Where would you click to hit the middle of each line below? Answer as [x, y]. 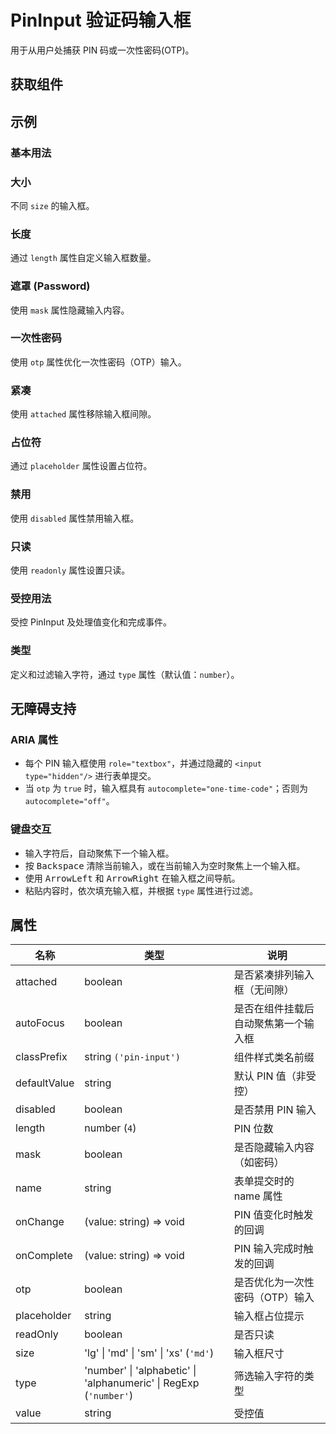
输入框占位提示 [269, 1316]
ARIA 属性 [34, 739]
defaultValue [45, 1083]
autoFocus [40, 1023]
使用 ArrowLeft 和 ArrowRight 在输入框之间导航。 [132, 878]
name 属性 [258, 1196]
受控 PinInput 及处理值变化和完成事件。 [91, 622]
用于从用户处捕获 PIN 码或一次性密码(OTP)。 [102, 50]
